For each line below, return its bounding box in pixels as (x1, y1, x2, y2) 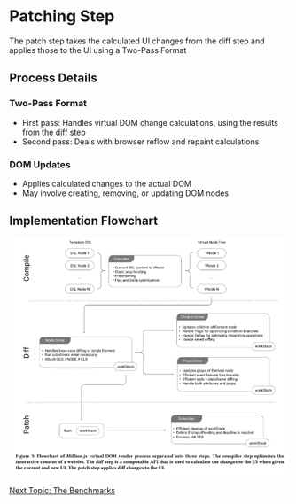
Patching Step (9, 6, 115, 27)
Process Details (9, 71, 97, 86)
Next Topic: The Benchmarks (9, 485, 116, 496)
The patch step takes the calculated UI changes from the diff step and (9, 35, 265, 46)
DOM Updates (9, 158, 71, 170)
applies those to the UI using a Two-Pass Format (9, 44, 187, 55)
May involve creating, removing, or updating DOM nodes (21, 188, 230, 198)
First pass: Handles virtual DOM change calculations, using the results (21, 117, 279, 128)
